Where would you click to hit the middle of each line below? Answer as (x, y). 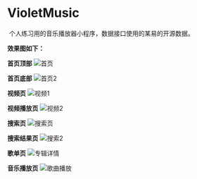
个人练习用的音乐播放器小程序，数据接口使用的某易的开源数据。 (101, 33)
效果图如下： (26, 48)
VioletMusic (43, 13)
